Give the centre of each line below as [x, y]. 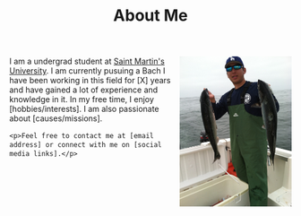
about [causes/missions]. [56, 118]
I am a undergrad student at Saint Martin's [87, 61]
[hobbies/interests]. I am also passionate [84, 109]
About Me [150, 16]
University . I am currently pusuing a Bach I [87, 71]
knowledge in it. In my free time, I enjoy [82, 99]
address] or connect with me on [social [86, 145]
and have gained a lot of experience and [84, 90]
